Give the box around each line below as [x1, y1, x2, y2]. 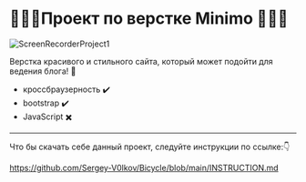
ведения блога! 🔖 [9, 66, 76, 76]
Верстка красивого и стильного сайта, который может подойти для [9, 56, 273, 66]
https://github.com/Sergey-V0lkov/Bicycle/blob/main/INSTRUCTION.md [9, 162, 280, 173]
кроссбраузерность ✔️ [22, 84, 111, 95]
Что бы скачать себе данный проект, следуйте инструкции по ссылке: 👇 [9, 141, 291, 152]
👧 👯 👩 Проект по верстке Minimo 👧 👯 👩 [9, 8, 289, 29]
